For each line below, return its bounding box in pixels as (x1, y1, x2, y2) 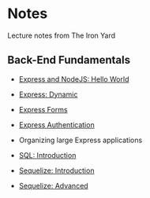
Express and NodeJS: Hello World (18, 74, 129, 83)
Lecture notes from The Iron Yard (7, 31, 116, 40)
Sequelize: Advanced (18, 181, 88, 190)
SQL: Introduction (18, 150, 77, 159)
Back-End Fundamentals (7, 53, 131, 67)
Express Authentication (18, 119, 96, 130)
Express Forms (18, 104, 68, 114)
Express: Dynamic (18, 90, 78, 99)
